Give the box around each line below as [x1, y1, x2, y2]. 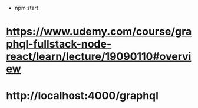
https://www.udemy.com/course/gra [6, 25, 192, 38]
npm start [14, 5, 38, 11]
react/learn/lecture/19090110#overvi [6, 50, 192, 63]
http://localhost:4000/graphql [6, 89, 159, 103]
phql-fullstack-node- [6, 38, 112, 51]
